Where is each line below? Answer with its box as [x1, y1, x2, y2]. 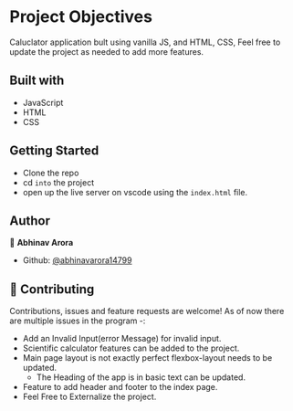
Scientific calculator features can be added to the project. [22, 342, 240, 353]
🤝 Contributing [9, 281, 95, 297]
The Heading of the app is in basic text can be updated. [36, 372, 246, 383]
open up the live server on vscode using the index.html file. [22, 186, 248, 197]
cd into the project [22, 176, 94, 188]
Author [9, 213, 50, 228]
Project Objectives [9, 6, 153, 27]
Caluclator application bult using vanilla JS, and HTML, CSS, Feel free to [9, 37, 281, 47]
